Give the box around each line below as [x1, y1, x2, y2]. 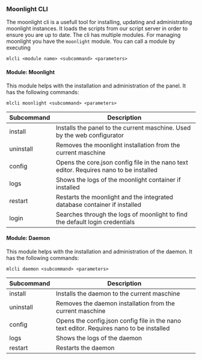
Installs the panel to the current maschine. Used [56, 123, 191, 131]
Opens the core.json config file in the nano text [56, 158, 188, 166]
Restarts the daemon [56, 343, 115, 352]
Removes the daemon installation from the [56, 299, 176, 308]
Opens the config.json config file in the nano [56, 316, 182, 324]
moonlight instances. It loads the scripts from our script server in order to [6, 25, 188, 32]
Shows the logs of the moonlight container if [56, 175, 182, 184]
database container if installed [56, 200, 141, 209]
